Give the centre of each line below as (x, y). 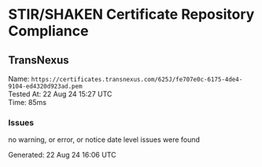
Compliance (48, 31)
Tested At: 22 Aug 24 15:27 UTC (60, 94)
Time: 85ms (28, 102)
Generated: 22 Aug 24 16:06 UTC (62, 155)
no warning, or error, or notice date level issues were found (104, 140)
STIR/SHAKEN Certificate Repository (131, 15)
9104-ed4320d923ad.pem (45, 86)
